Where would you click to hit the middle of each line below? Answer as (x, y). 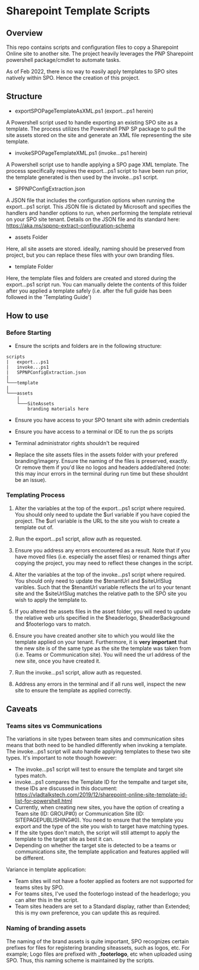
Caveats (22, 709)
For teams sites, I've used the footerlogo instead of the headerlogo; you (102, 894)
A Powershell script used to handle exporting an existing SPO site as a (92, 122)
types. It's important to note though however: (61, 758)
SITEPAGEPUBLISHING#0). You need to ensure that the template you (99, 820)
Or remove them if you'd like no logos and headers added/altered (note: (102, 467)
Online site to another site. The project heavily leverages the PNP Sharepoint (100, 54)
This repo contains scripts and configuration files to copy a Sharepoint (92, 47)
